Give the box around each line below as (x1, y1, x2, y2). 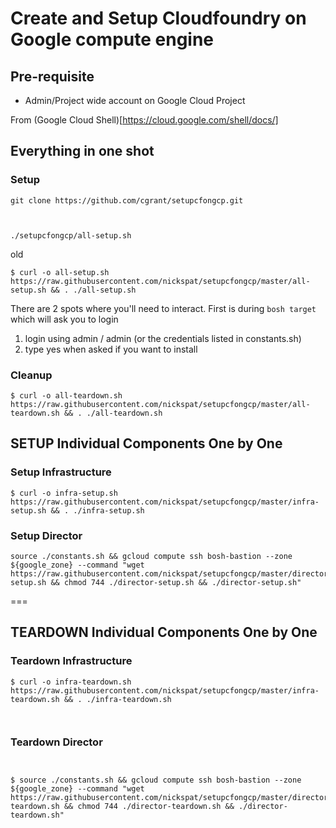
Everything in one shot (10, 143, 155, 160)
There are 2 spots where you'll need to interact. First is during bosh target (10, 302, 317, 314)
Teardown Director (10, 735, 103, 749)
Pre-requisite (10, 68, 95, 85)
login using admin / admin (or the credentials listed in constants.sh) (24, 332, 302, 344)
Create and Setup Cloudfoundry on (10, 7, 307, 30)
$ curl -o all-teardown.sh (10, 390, 123, 401)
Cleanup (10, 368, 53, 382)
